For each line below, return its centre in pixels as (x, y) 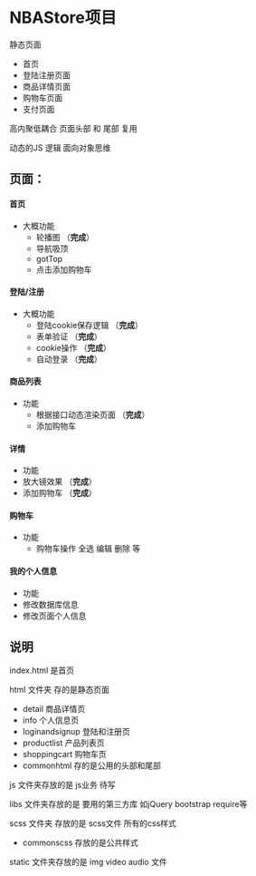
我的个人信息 (33, 570)
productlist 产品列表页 (63, 743)
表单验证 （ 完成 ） (69, 336)
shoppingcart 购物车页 (64, 754)
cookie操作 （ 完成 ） (73, 347)
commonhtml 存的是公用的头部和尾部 (91, 765)
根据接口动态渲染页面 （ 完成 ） (93, 414)
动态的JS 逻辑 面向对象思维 (60, 147)
